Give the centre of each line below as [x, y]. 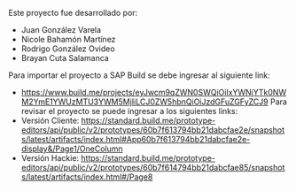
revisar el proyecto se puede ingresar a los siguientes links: [129, 111]
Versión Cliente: [50, 120]
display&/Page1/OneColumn [72, 149]
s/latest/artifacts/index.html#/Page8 [87, 177]
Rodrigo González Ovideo [68, 49]
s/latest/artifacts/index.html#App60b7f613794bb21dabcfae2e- [136, 139]
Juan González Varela [61, 30]
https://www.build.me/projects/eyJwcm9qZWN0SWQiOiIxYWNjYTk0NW [154, 92]
